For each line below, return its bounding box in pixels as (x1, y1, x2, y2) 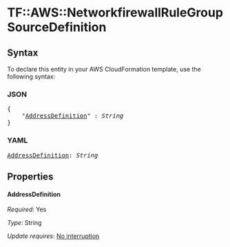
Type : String (7, 219, 42, 227)
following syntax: (7, 72, 56, 80)
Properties (7, 171, 54, 182)
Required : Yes (7, 205, 47, 214)
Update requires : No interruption (7, 232, 100, 240)
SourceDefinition (7, 19, 107, 35)
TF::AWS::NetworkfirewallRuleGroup (7, 5, 224, 21)
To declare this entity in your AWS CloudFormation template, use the (7, 65, 201, 73)
